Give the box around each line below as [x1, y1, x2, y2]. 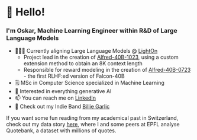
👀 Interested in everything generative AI [14, 88, 112, 95]
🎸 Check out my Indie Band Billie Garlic [14, 103, 110, 110]
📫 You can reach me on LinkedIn [14, 94, 96, 101]
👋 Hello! [6, 5, 46, 19]
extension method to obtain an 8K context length [23, 60, 143, 67]
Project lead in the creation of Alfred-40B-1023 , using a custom [23, 53, 179, 61]
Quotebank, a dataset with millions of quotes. [6, 127, 117, 134]
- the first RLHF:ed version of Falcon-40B [23, 72, 125, 79]
